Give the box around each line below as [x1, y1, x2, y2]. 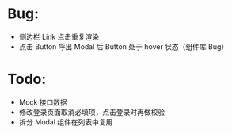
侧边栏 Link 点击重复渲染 [18, 32, 100, 41]
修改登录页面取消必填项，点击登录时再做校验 [18, 107, 165, 117]
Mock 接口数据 [18, 97, 68, 107]
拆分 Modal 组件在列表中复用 [18, 117, 113, 127]
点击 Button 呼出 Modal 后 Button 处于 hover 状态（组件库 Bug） [18, 41, 229, 52]
